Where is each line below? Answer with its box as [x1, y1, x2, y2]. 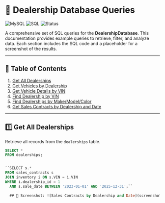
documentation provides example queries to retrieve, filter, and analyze [5, 35, 149, 41]
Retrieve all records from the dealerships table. [5, 138, 101, 144]
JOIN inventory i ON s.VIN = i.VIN [5, 175, 78, 180]
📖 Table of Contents [5, 65, 67, 73]
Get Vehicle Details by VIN [12, 88, 66, 94]
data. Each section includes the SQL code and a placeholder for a [5, 40, 138, 46]
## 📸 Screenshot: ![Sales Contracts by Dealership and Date [9, 193, 135, 198]
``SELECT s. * [5, 166, 32, 171]
